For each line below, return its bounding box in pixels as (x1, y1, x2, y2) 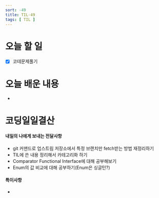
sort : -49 (5, 7, 26, 13)
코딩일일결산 (5, 115, 55, 127)
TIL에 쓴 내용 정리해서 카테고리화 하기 (12, 152, 88, 158)
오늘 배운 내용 (5, 78, 59, 90)
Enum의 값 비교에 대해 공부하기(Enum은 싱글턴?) (12, 164, 111, 170)
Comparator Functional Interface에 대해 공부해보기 (12, 158, 117, 164)
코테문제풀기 (12, 58, 38, 64)
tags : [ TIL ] (5, 17, 36, 22)
